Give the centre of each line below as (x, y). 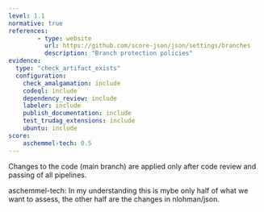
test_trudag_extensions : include (79, 121)
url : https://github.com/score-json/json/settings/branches (147, 46)
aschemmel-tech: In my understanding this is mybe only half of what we (128, 190)
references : (28, 31)
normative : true (36, 23)
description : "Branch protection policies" (119, 53)
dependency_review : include (70, 98)
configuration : (41, 76)
